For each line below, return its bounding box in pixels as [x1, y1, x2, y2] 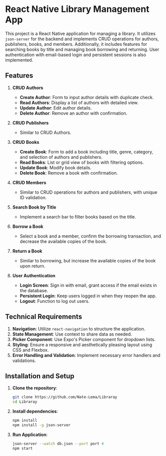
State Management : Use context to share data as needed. [12, 331, 132, 337]
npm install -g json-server [12, 423, 71, 428]
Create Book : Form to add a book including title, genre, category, [19, 148, 154, 155]
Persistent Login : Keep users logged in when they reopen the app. [19, 293, 157, 299]
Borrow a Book [12, 223, 44, 229]
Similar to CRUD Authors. [19, 129, 72, 135]
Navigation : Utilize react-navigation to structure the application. [12, 326, 146, 332]
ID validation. [19, 194, 47, 200]
